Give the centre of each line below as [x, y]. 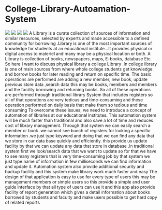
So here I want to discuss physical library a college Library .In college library [81, 64]
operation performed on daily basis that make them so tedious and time [76, 105]
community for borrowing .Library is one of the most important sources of [79, 43]
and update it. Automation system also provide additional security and [75, 166]
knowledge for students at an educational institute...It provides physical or [79, 48]
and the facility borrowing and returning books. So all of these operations [78, 89]
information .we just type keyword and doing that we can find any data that [80, 136]
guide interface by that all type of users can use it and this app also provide [80, 187]
